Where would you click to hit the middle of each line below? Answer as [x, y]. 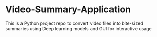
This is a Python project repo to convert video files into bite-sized [74, 23]
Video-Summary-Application [68, 9]
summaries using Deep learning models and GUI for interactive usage [78, 28]
